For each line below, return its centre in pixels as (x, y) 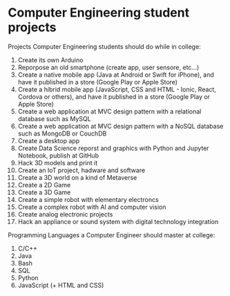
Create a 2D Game (44, 185)
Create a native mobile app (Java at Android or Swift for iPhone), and (116, 75)
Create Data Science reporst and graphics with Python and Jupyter (113, 148)
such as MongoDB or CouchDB (62, 133)
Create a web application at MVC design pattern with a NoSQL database (121, 126)
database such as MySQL (55, 118)
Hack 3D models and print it (58, 163)
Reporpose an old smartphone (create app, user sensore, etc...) (108, 67)
